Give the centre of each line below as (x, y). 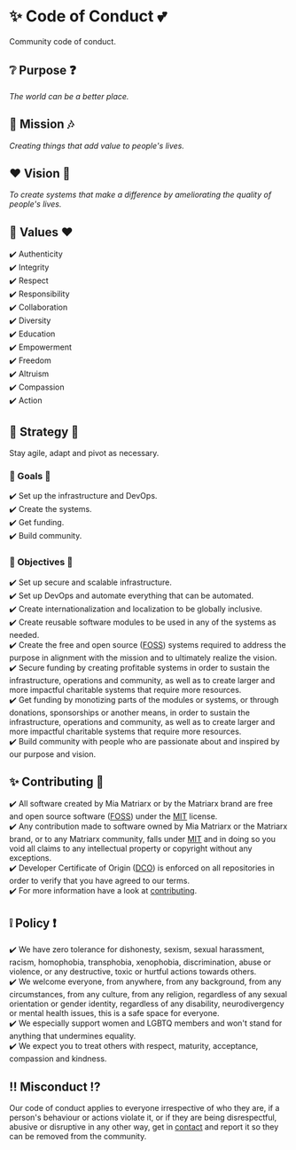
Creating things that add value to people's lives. (97, 146)
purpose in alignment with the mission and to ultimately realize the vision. (143, 658)
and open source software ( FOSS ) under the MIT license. (113, 816)
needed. (24, 634)
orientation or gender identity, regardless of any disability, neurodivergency (147, 1004)
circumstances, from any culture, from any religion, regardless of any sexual (148, 995)
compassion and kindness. (58, 1059)
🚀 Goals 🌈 (30, 476)
